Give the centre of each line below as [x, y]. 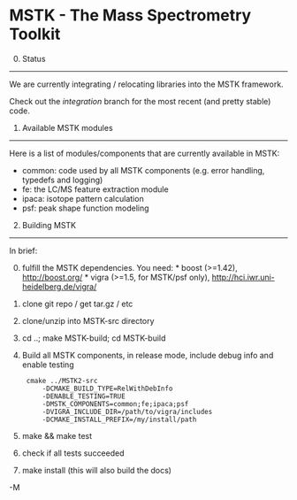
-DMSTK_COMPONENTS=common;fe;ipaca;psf [115, 404]
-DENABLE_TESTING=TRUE [84, 396]
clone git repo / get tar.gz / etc [77, 304]
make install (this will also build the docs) [97, 470]
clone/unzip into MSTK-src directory [88, 320]
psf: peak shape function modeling [85, 208]
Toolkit [35, 34]
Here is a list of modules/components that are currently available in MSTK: [145, 153]
